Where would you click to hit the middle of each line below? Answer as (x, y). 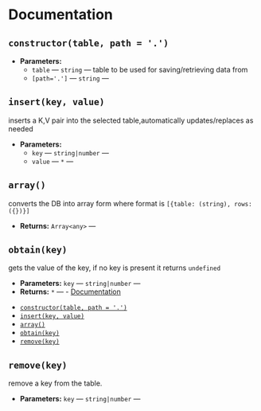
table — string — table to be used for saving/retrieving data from (140, 70)
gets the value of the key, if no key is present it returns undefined (115, 268)
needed (21, 128)
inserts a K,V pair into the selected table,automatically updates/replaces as (131, 120)
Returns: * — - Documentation (70, 292)
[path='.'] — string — (70, 78)
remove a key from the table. (55, 383)
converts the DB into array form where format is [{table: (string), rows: (130, 203)
